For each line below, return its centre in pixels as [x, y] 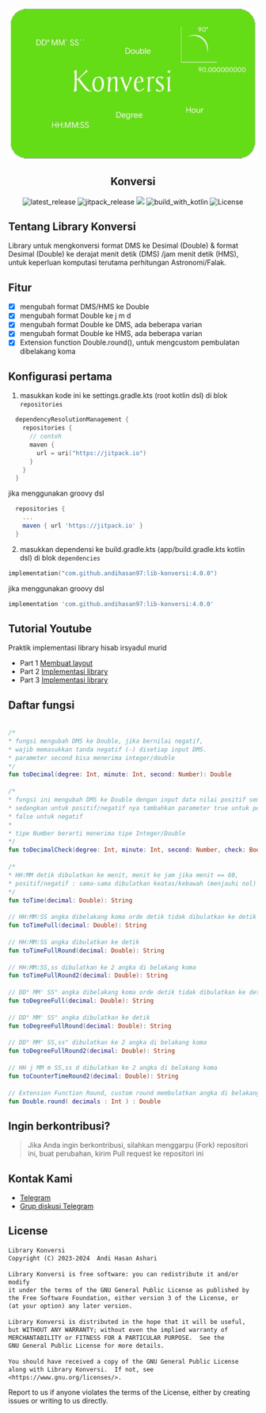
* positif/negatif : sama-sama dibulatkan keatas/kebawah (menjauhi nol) [133, 883]
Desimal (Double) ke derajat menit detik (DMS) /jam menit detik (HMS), [123, 254]
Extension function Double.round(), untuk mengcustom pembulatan [129, 342]
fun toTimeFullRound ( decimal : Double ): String [86, 950]
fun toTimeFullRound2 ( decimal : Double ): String [88, 976]
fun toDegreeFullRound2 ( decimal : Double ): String [92, 1051]
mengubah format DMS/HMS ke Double [84, 307]
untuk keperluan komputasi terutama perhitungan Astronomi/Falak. [118, 263]
